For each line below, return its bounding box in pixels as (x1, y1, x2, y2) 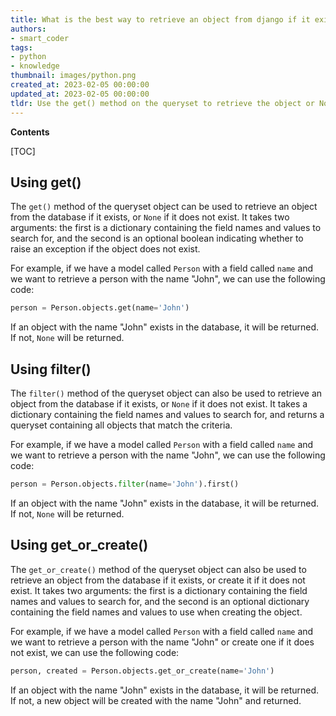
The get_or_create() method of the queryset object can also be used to (10, 563, 307, 575)
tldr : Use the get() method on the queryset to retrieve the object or (10, 98, 315, 108)
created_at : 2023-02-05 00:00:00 (10, 80, 150, 90)
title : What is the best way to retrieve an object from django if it (10, 14, 311, 25)
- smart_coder (10, 33, 70, 43)
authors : (10, 24, 47, 34)
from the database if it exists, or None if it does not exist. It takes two (10, 211, 290, 223)
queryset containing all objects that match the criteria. (10, 419, 233, 431)
